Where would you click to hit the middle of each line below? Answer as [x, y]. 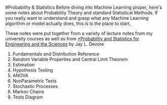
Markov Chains [28, 92]
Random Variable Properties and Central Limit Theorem [70, 59]
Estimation [24, 65]
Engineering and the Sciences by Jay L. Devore [55, 44]
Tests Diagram [28, 97]
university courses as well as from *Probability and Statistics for [72, 39]
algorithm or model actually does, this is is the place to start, [68, 23]
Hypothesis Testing [33, 70]
